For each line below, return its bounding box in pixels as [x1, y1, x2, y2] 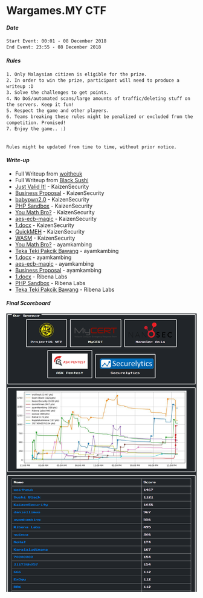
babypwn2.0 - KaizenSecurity [14, 195, 89, 203]
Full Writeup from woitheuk [14, 170, 83, 177]
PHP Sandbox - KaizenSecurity [14, 202, 92, 209]
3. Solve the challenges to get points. [6, 89, 110, 96]
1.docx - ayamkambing [14, 254, 72, 261]
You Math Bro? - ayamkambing [14, 240, 92, 248]
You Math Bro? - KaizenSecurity [14, 208, 95, 215]
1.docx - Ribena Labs [14, 273, 68, 280]
